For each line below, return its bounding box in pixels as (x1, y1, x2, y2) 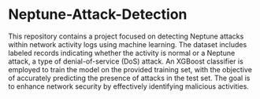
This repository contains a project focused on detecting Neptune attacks (8, 31, 244, 41)
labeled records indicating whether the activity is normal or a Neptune (8, 48, 236, 57)
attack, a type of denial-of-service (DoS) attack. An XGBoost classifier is (8, 57, 244, 66)
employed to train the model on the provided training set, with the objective (8, 64, 252, 74)
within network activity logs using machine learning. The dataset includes (8, 39, 247, 49)
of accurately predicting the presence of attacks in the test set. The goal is (8, 73, 251, 82)
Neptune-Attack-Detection (8, 5, 188, 24)
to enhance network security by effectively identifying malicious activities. (8, 81, 250, 91)
